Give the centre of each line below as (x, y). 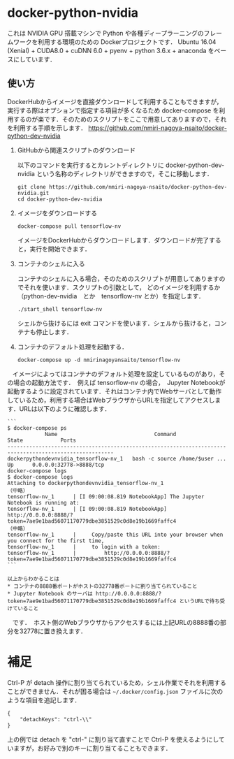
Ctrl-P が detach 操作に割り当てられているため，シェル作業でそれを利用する (117, 682)
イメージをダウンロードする (57, 213)
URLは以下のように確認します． (65, 409)
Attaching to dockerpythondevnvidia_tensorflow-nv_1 (86, 483)
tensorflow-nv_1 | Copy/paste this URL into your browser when (115, 535)
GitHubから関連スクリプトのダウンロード (76, 150)
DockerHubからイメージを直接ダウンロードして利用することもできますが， (115, 101)
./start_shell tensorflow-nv (60, 309)
